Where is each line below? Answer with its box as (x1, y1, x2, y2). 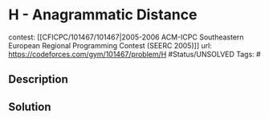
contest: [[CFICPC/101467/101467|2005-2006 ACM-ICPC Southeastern (8, 32, 244, 42)
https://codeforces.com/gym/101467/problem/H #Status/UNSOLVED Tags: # (8, 49, 261, 59)
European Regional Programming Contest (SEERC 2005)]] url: (8, 40, 213, 50)
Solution (8, 100, 51, 113)
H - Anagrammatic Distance (8, 6, 198, 24)
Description (8, 72, 68, 86)
